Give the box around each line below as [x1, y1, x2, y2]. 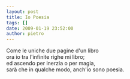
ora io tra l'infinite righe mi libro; [6, 53, 85, 61]
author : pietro [6, 31, 44, 37]
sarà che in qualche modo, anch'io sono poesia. [6, 66, 125, 73]
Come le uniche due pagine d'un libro [6, 47, 99, 54]
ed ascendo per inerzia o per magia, [6, 60, 96, 67]
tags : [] [6, 20, 28, 26]
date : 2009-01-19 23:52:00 [6, 25, 74, 31]
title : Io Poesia [6, 14, 50, 20]
